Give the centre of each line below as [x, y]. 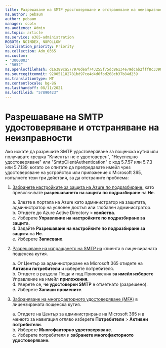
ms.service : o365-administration [40, 38]
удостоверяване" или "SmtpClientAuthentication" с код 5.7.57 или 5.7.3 [79, 162]
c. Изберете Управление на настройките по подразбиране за [79, 218]
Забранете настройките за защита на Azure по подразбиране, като [83, 187]
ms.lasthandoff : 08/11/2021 [34, 88]
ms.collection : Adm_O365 [31, 51]
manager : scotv [21, 23]
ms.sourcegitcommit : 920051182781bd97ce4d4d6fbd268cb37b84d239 [72, 74]
